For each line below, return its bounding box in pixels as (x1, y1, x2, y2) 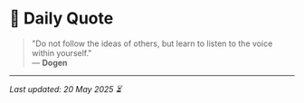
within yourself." (31, 47, 92, 58)
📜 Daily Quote (9, 8, 114, 29)
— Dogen (31, 57, 68, 68)
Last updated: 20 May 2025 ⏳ (9, 83, 122, 94)
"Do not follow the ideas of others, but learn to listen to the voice (31, 38, 273, 49)
